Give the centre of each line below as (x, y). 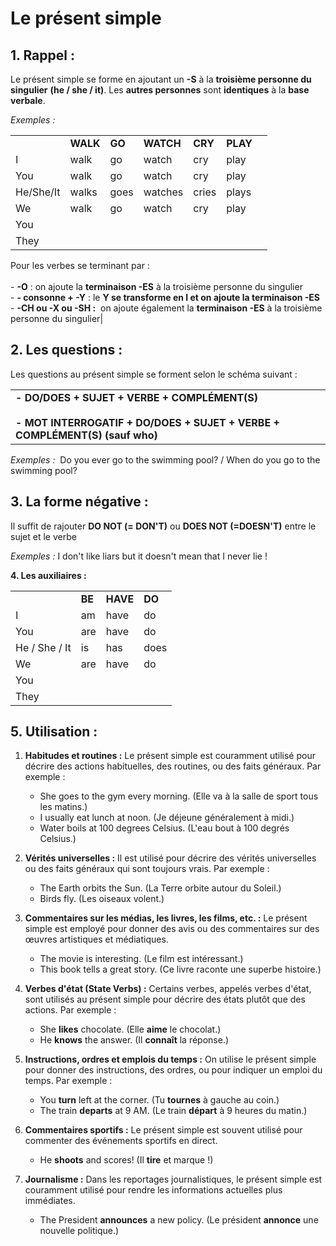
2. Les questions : (66, 350)
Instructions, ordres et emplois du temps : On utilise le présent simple (170, 1059)
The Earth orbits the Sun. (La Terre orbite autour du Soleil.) (160, 888)
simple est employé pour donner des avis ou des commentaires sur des (172, 929)
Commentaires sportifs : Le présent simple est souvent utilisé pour (163, 1130)
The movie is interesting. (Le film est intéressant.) (141, 959)
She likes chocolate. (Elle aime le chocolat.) (130, 1029)
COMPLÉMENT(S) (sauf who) (86, 435)
